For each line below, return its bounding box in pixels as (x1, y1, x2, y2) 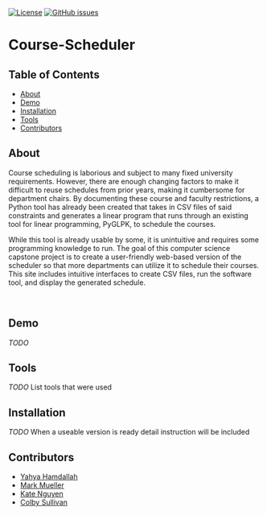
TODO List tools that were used (8, 382, 113, 392)
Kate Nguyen (19, 489, 64, 499)
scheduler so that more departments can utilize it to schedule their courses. (8, 260, 260, 270)
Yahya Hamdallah (19, 472, 78, 482)
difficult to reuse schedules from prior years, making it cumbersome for (8, 185, 245, 195)
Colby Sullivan (19, 497, 68, 507)
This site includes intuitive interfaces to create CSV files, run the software (8, 269, 252, 278)
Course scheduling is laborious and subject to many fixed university (8, 167, 233, 177)
